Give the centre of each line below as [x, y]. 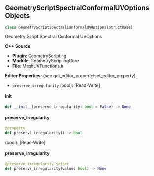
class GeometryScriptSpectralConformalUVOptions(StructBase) [69, 27]
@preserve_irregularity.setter [37, 164]
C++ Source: [18, 46]
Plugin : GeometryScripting [39, 56]
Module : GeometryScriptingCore [46, 60]
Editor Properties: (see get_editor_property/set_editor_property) [71, 75]
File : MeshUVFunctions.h [38, 66]
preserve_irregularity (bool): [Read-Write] [56, 85]
